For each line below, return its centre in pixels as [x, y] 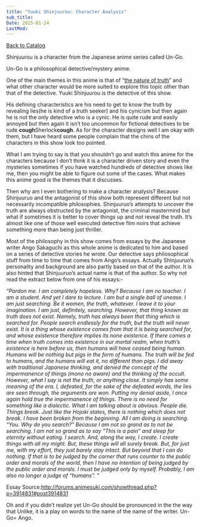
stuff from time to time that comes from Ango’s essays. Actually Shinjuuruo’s [100, 261]
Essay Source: [24, 487]
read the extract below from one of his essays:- [65, 280]
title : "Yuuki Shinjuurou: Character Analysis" [67, 12]
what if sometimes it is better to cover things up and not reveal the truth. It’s [99, 217]
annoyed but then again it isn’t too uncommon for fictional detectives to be [98, 124]
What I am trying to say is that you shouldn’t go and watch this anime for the [100, 155]
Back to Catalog [26, 46]
